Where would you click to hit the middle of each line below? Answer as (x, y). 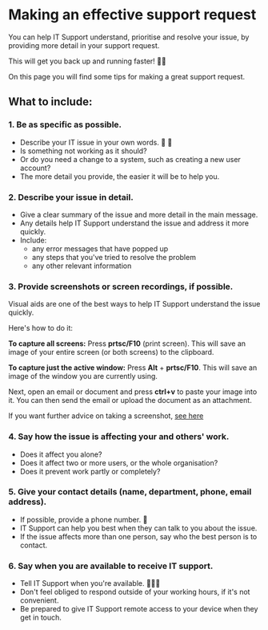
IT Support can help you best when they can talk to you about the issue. (138, 528)
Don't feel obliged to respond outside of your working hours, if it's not (135, 592)
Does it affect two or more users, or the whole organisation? (119, 462)
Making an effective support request (132, 15)
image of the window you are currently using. (83, 376)
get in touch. (41, 618)
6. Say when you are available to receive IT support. (111, 566)
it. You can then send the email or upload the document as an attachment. (130, 400)
